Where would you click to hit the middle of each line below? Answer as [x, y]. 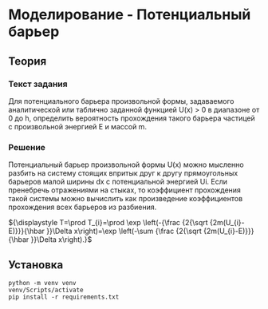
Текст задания [38, 84]
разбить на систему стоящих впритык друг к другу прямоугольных [123, 173]
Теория [28, 61]
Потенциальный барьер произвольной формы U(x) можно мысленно [126, 164]
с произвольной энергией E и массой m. [78, 126]
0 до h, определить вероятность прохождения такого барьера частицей [132, 118]
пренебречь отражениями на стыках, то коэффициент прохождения [125, 190]
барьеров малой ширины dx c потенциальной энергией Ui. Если [118, 182]
